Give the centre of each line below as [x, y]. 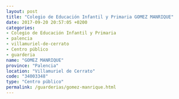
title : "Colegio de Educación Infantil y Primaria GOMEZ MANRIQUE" [90, 17]
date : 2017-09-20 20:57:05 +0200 [47, 22]
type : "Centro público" [35, 82]
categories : [20, 28]
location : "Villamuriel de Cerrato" [51, 71]
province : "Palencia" [32, 66]
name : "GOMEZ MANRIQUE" [35, 60]
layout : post [22, 11]
